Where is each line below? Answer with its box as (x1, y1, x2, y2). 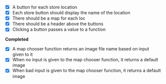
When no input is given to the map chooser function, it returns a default (12, 57, 159, 63)
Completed (5, 37, 29, 42)
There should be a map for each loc (12, 15, 86, 21)
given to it (12, 51, 33, 57)
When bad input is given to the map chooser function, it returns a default (12, 68, 161, 74)
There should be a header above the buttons (12, 21, 104, 27)
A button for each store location (12, 4, 78, 10)
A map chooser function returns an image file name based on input (12, 46, 150, 52)
